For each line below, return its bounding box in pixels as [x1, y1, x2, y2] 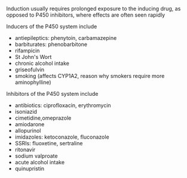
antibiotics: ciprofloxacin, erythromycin [14, 102, 112, 109]
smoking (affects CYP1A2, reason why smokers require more [14, 73, 165, 79]
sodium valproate [14, 152, 58, 160]
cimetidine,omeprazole [14, 114, 72, 121]
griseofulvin [14, 66, 45, 73]
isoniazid [14, 108, 38, 115]
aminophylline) [14, 79, 52, 86]
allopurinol [14, 127, 41, 134]
